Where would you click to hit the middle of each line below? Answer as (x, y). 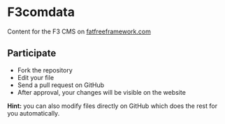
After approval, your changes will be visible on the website (102, 92)
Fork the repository (45, 70)
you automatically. (34, 113)
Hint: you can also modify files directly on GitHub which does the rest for (112, 106)
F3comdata (41, 12)
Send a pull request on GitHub (61, 85)
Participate (32, 53)
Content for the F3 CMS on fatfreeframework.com (79, 31)
